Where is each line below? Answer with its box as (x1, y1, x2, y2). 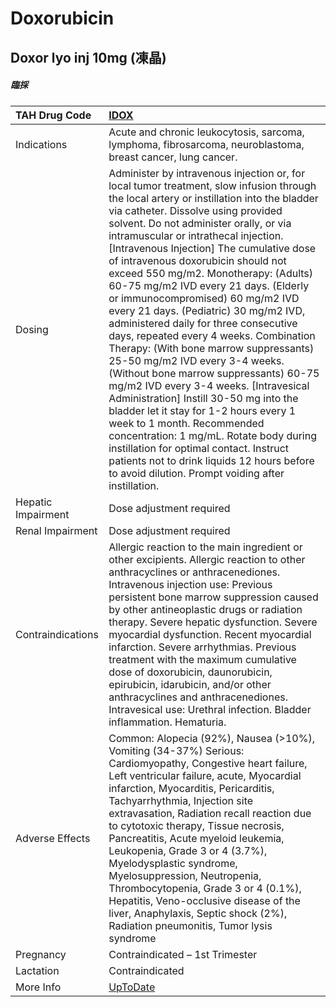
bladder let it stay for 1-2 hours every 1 (108, 403, 297, 417)
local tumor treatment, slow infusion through (108, 178, 317, 192)
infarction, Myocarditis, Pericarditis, (108, 781, 275, 795)
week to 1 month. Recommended (108, 416, 265, 430)
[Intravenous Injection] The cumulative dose (108, 241, 317, 255)
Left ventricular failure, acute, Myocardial (108, 768, 302, 782)
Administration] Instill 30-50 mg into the (108, 391, 299, 405)
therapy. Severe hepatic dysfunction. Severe (108, 615, 318, 629)
